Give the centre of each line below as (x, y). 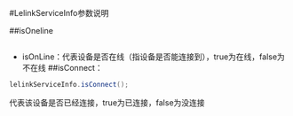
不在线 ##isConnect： (63, 68)
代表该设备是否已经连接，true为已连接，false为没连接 (107, 102)
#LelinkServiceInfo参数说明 (59, 13)
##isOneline (31, 31)
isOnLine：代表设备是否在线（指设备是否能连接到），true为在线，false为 (154, 57)
